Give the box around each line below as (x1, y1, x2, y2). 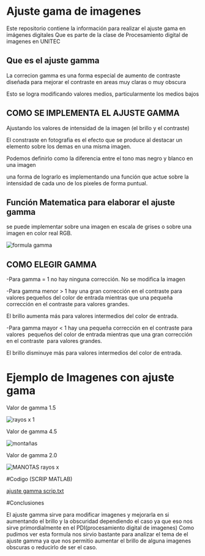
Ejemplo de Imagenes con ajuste (6, 371, 174, 385)
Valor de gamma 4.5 (6, 428, 57, 435)
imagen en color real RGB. (6, 230, 72, 237)
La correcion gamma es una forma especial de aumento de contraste (6, 72, 181, 79)
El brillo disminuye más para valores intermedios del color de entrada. (6, 349, 182, 357)
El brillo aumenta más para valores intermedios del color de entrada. (6, 312, 179, 320)
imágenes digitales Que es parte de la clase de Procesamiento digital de (6, 31, 188, 38)
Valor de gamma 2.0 (6, 452, 58, 459)
